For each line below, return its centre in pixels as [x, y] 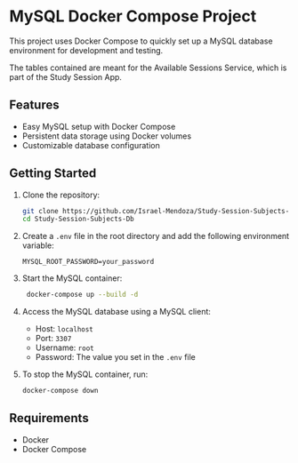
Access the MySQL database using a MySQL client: [117, 312]
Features [34, 105]
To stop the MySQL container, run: [85, 374]
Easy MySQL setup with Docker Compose [99, 126]
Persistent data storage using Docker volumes [107, 136]
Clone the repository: [61, 195]
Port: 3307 [53, 339]
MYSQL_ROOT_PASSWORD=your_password [88, 262]
